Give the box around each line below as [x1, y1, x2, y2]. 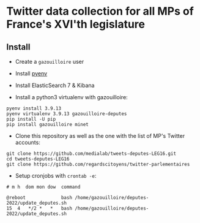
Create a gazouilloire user [15, 58, 84, 65]
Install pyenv [15, 70, 48, 77]
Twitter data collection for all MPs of [6, 4, 194, 18]
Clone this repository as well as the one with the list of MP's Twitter [15, 132, 185, 139]
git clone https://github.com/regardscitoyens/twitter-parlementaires [6, 161, 190, 167]
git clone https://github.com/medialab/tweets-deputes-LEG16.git [6, 151, 176, 157]
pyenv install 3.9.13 [6, 105, 62, 112]
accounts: [15, 139, 41, 146]
